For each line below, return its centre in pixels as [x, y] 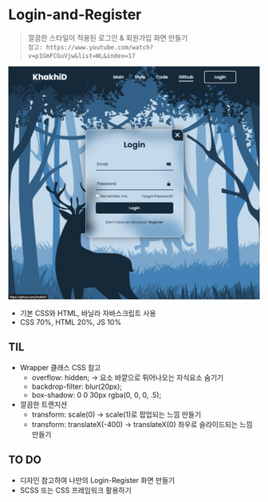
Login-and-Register [75, 15]
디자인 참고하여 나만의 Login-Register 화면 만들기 [97, 480]
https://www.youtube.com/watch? [100, 47]
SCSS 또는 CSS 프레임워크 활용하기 [75, 490]
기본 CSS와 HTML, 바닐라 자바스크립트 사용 [88, 314]
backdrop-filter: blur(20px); [77, 386]
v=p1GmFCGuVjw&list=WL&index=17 [81, 56]
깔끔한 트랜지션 [43, 404]
